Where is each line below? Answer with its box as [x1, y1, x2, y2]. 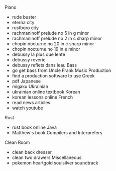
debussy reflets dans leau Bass [12, 62, 77, 68]
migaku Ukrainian [12, 83, 49, 90]
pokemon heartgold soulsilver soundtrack [12, 160, 98, 165]
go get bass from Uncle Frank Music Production [12, 67, 111, 73]
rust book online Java [12, 124, 57, 130]
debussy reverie [12, 57, 46, 62]
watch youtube [12, 105, 43, 111]
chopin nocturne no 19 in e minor [12, 46, 81, 52]
